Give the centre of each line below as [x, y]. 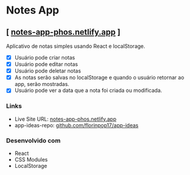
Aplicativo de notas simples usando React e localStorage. [76, 46]
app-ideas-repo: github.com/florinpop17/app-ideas [76, 125]
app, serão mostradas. [42, 84]
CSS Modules [31, 159]
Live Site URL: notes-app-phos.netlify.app [65, 119]
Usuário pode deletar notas [48, 71]
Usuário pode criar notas [45, 57]
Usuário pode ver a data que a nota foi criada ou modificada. [88, 90]
